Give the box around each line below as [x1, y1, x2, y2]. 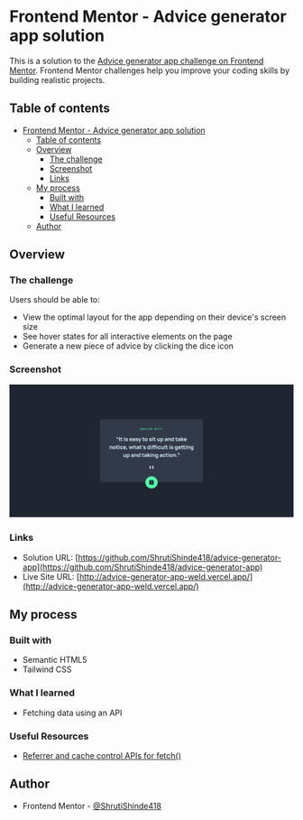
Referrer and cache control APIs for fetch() [22, 750, 182, 761]
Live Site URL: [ [22, 571, 80, 582]
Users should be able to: [9, 294, 101, 305]
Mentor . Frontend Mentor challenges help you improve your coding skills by [9, 65, 290, 76]
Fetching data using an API [22, 707, 123, 718]
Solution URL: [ [22, 552, 78, 563]
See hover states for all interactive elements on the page [22, 331, 233, 342]
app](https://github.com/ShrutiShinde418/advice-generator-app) [22, 562, 263, 573]
